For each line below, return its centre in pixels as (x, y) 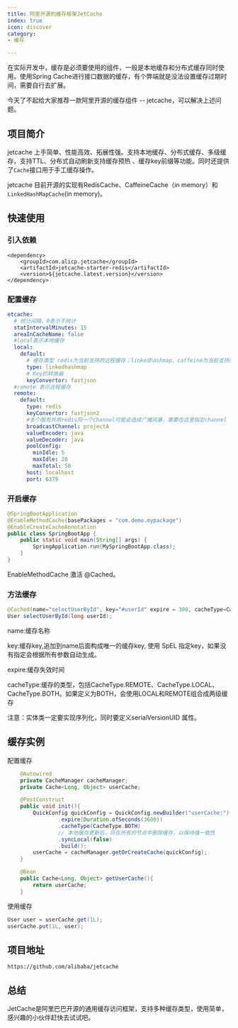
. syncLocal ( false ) (85, 839)
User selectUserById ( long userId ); (60, 616)
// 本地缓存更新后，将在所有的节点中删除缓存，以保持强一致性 (136, 833)
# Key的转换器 (45, 374)
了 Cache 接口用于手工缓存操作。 (52, 169)
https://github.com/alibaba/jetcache (63, 967)
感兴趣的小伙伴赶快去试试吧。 (51, 1017)
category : (22, 34)
